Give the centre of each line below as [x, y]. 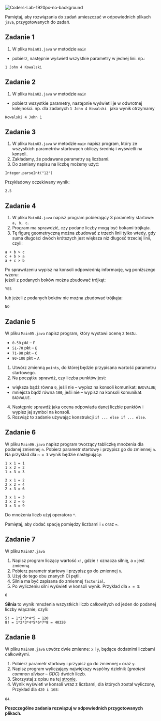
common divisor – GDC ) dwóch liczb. [49, 673]
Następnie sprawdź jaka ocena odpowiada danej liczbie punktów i [78, 407]
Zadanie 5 [20, 322]
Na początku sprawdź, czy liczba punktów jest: [59, 378]
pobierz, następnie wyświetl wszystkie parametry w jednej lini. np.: [79, 58]
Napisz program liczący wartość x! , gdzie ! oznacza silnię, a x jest [78, 561]
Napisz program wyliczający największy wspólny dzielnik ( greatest [79, 669]
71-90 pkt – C [25, 353]
